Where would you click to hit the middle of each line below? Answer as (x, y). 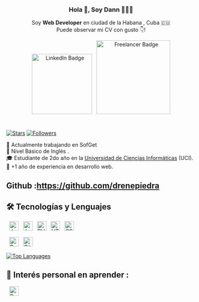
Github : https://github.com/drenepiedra (83, 186)
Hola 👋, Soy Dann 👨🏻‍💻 (101, 10)
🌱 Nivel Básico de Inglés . (38, 151)
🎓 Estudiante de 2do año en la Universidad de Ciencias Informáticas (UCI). (100, 158)
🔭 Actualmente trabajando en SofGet (52, 145)
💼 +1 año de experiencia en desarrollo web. (60, 167)
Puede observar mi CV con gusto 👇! (101, 30)
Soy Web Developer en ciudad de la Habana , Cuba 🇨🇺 (101, 23)
